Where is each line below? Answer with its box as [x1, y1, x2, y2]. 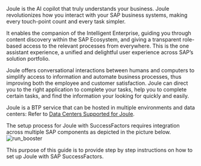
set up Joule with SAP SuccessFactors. [6, 153, 104, 160]
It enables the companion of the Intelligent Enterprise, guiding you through [6, 29, 191, 37]
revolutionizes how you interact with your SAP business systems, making [6, 11, 188, 19]
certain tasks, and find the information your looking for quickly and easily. [6, 93, 190, 99]
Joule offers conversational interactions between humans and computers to [6, 67, 195, 74]
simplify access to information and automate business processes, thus [6, 73, 182, 80]
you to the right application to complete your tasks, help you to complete [6, 86, 187, 93]
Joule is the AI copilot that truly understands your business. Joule [6, 5, 170, 12]
